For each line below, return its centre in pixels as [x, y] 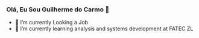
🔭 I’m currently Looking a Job [52, 23]
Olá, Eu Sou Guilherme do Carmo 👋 [58, 9]
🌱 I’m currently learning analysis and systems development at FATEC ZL [104, 28]
